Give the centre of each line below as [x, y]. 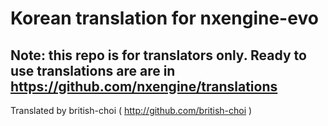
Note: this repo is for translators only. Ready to [158, 55]
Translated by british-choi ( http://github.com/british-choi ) [131, 110]
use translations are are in [93, 70]
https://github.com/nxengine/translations [144, 86]
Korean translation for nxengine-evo [164, 18]
